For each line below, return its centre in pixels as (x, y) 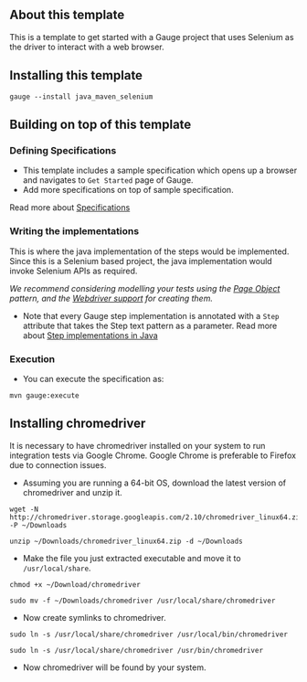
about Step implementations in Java (90, 335)
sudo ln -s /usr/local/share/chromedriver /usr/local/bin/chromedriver (148, 634)
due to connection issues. (58, 464)
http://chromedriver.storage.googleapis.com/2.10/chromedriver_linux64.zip (157, 517)
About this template (67, 15)
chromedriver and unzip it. (73, 492)
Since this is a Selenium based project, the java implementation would (141, 261)
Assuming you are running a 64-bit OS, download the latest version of (154, 483)
